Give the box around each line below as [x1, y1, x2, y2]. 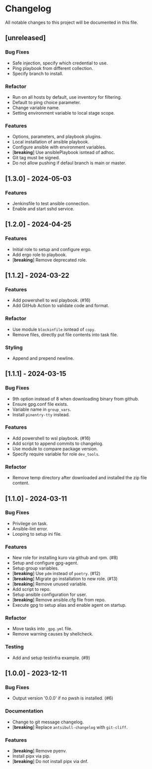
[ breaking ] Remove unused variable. [12, 581, 88, 587]
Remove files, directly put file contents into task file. [12, 331, 118, 337]
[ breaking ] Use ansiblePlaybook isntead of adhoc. [12, 149, 115, 155]
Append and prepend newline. [12, 355, 74, 361]
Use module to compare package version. [12, 446, 98, 451]
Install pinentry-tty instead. [12, 411, 70, 417]
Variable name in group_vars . [12, 406, 72, 412]
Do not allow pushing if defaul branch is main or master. [12, 160, 126, 166]
